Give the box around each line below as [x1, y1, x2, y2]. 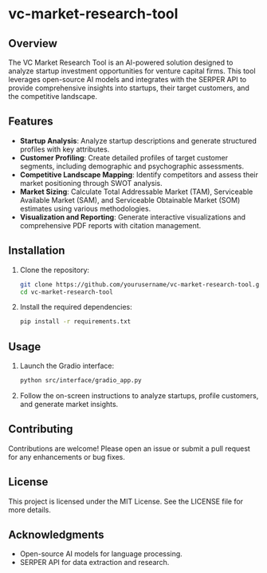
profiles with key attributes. [19, 144, 110, 154]
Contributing [8, 422, 73, 436]
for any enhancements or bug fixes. [8, 452, 126, 461]
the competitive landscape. [8, 92, 98, 101]
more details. [8, 504, 52, 515]
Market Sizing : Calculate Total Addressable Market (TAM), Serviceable [19, 187, 253, 196]
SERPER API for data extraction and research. [19, 558, 170, 567]
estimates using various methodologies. [19, 204, 151, 213]
